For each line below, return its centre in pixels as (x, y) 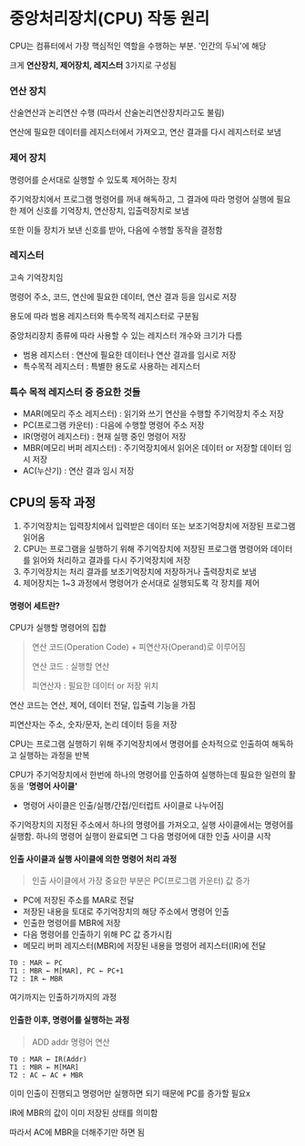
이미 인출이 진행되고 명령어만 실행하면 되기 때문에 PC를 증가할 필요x (130, 1093)
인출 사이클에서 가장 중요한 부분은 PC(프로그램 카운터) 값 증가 (141, 880)
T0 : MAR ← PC (36, 964)
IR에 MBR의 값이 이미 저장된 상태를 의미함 (84, 1112)
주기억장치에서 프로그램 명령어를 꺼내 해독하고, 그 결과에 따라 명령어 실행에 (142, 199)
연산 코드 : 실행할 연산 (71, 666)
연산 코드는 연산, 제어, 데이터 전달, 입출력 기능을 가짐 (102, 705)
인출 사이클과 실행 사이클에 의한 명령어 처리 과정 (93, 859)
